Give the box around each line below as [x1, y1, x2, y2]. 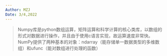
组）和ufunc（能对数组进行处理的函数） [17, 45, 101, 51]
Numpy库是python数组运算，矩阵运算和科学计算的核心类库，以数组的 [17, 26, 162, 32]
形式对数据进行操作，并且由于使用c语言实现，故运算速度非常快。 [17, 32, 153, 38]
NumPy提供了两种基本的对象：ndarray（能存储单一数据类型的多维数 [17, 38, 160, 45]
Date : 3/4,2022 [5, 12, 37, 17]
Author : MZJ [5, 7, 30, 12]
